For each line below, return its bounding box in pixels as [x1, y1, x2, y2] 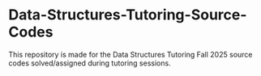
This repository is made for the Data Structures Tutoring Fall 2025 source [8, 49, 253, 59]
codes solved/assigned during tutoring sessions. [8, 58, 172, 68]
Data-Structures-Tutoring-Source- [8, 6, 247, 24]
